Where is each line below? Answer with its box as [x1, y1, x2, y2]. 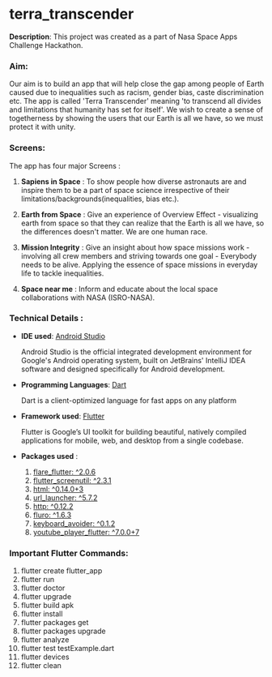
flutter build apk [20, 601, 74, 611]
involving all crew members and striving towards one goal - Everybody [20, 251, 257, 260]
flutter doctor [20, 583, 66, 593]
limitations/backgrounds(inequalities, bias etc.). [20, 194, 180, 204]
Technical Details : [9, 313, 83, 324]
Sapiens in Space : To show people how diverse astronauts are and [20, 176, 247, 186]
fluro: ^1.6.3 [32, 510, 72, 520]
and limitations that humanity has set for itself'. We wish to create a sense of [9, 105, 264, 114]
